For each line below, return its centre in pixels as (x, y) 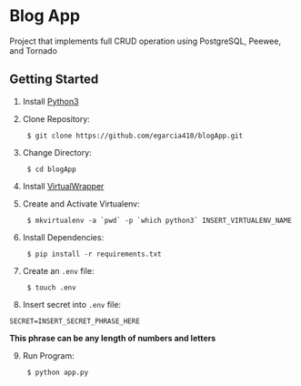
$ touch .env (51, 288)
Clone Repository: (56, 118)
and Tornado (33, 50)
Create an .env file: (58, 270)
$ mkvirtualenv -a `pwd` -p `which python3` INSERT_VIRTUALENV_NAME (160, 220)
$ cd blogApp (51, 169)
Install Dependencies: (63, 237)
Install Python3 (50, 101)
